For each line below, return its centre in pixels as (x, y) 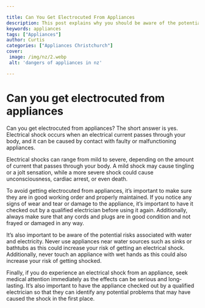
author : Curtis (26, 40)
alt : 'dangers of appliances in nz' (56, 63)
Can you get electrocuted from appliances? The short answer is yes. (92, 128)
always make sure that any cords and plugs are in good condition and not (99, 217)
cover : (15, 52)
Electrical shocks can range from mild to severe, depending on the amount (100, 159)
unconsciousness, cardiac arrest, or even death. (67, 179)
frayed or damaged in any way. (45, 223)
